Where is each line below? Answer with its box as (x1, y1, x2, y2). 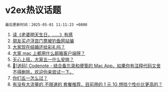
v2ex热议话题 (5, 4, 61, 16)
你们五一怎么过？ (12, 75, 48, 81)
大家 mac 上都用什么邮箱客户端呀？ (12, 50, 85, 56)
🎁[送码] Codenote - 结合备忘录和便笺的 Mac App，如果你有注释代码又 (12, 63, 156, 69)
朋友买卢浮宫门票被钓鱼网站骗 (12, 38, 74, 44)
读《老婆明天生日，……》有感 (12, 31, 73, 37)
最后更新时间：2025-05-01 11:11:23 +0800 (5, 22, 87, 27)
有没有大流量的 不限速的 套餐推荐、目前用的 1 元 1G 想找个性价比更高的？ (12, 81, 163, 87)
